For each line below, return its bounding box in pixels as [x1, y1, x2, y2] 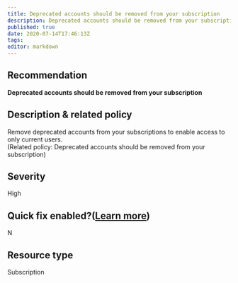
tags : [7, 37, 23, 44]
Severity [7, 171, 46, 183]
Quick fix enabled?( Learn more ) [7, 209, 150, 221]
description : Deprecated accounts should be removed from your [7, 17, 198, 24]
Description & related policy [7, 109, 132, 121]
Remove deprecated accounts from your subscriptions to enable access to [7, 127, 225, 136]
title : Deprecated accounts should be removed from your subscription [7, 10, 220, 18]
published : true [7, 23, 55, 30]
